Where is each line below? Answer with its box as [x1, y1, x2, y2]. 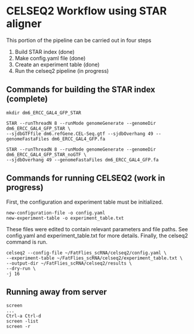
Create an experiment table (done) [14, 61, 100, 68]
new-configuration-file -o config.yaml [6, 210, 106, 216]
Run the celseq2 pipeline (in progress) [14, 67, 109, 74]
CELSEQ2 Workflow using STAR [6, 4, 167, 18]
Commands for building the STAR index [6, 85, 155, 95]
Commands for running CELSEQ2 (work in [6, 173, 165, 183]
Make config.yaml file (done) [14, 54, 86, 62]
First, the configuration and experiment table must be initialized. [6, 198, 164, 206]
